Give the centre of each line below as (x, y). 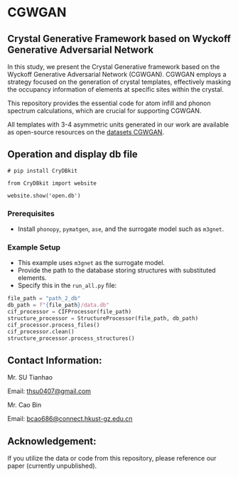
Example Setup (34, 247)
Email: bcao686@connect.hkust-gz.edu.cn (70, 419)
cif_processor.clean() (41, 331)
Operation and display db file (73, 155)
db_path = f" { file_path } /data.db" (59, 305)
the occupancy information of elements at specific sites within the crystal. (115, 89)
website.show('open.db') (44, 195)
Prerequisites (31, 213)
